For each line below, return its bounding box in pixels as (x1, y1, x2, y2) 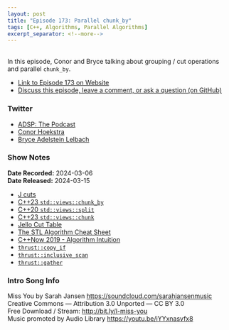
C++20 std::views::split (17, 205, 95, 214)
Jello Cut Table (17, 220, 63, 229)
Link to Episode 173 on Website (17, 79, 110, 87)
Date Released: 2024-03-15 (7, 176, 90, 185)
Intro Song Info (7, 275, 60, 285)
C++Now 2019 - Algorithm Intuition (17, 235, 121, 243)
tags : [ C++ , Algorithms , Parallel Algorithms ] (7, 23, 148, 31)
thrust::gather (17, 259, 63, 266)
